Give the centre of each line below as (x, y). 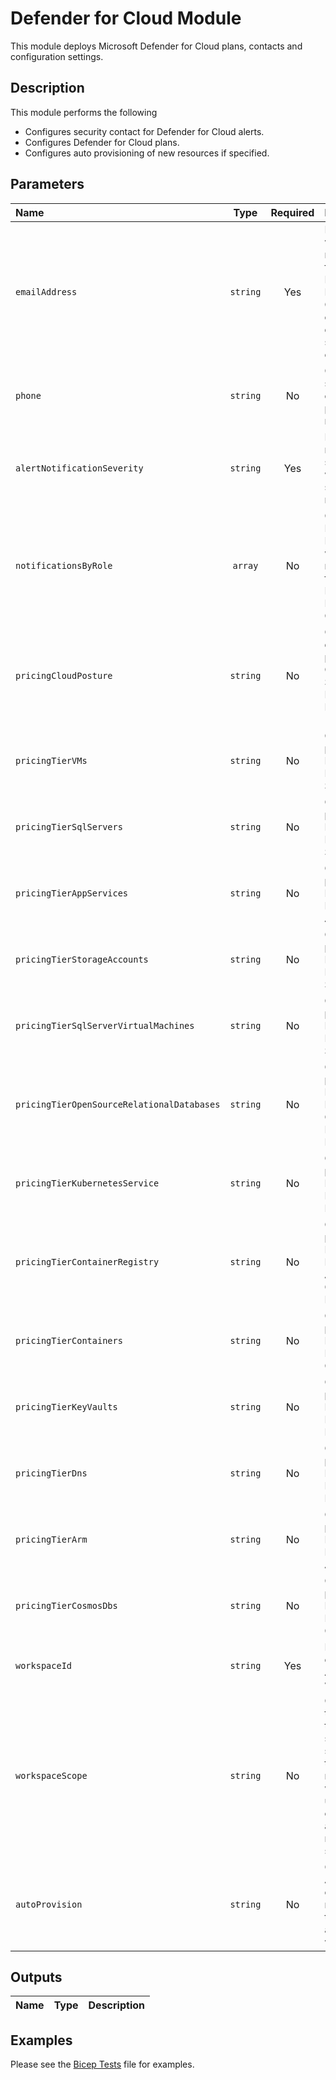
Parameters (47, 184)
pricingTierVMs (51, 760)
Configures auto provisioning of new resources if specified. (147, 153)
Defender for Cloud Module (126, 18)
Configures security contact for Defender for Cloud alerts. (144, 131)
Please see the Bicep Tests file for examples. (102, 2064)
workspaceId (44, 1665)
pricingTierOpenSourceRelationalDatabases (118, 1104)
